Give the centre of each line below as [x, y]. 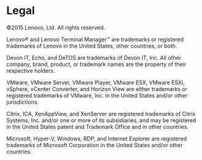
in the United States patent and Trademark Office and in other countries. [97, 126]
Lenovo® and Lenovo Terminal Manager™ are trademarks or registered [95, 39]
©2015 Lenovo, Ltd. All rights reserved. [56, 27]
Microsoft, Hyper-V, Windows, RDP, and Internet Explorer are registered [97, 139]
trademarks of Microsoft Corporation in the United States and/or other [95, 145]
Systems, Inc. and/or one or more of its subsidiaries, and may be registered [101, 120]
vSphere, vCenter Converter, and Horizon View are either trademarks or [97, 89]
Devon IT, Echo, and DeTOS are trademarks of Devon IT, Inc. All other [94, 57]
